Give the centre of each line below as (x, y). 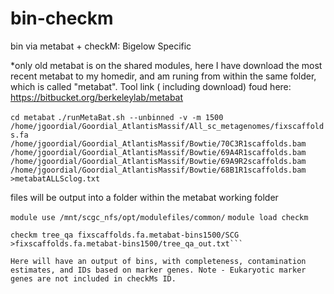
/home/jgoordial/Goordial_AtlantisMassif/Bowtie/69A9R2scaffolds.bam (158, 161)
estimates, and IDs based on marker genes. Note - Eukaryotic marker (158, 270)
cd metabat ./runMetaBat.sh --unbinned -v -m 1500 (117, 117)
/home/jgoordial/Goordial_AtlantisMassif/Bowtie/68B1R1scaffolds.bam (158, 170)
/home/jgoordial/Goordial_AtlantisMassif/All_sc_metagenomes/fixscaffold (167, 126)
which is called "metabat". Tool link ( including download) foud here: (151, 86)
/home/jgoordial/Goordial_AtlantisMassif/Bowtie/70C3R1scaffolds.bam (158, 143)
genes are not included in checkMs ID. (93, 278)
